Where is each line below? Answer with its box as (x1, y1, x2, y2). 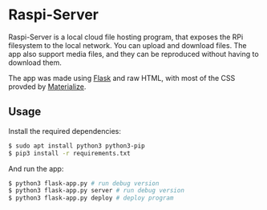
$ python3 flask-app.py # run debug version (8, 179, 160, 188)
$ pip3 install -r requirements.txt (8, 149, 131, 157)
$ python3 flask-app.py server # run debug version (8, 187, 184, 195)
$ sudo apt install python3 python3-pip (8, 142, 146, 150)
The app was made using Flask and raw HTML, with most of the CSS (8, 73, 236, 83)
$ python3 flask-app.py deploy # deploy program (8, 194, 174, 202)
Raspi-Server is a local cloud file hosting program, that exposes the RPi (8, 32, 244, 42)
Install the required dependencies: (8, 126, 122, 135)
